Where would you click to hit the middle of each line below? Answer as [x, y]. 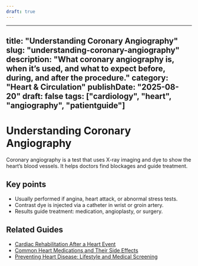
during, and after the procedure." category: [88, 78]
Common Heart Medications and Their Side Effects [76, 250]
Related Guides [35, 230]
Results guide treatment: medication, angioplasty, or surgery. [89, 211]
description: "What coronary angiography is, [90, 60]
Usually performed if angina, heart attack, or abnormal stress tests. [96, 199]
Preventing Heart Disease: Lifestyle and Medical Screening [86, 257]
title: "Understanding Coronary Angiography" [92, 41]
